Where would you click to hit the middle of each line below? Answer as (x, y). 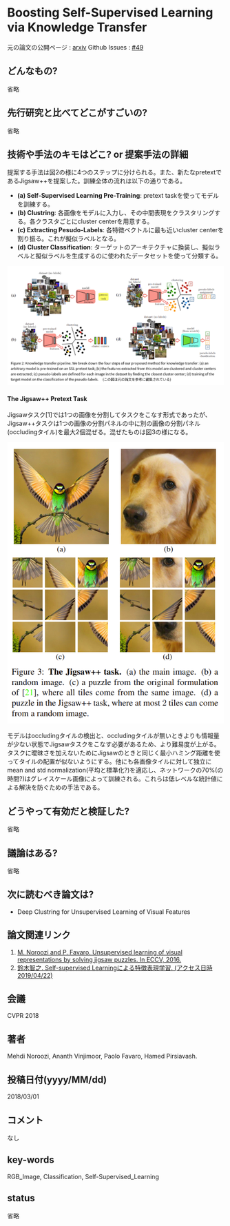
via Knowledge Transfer (77, 27)
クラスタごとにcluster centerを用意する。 (94, 221)
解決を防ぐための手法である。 (61, 788)
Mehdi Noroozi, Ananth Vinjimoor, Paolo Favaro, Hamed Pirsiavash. (102, 1056)
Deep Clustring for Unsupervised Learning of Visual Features (104, 912)
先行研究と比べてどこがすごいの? (77, 113)
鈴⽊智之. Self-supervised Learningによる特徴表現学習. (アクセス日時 (115, 968)
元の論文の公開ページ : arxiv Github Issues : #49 (75, 47)
